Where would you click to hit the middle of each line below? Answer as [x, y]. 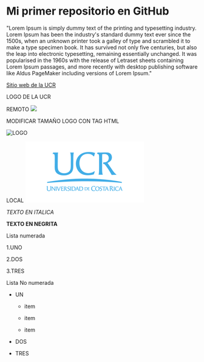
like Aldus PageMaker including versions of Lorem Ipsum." [79, 73]
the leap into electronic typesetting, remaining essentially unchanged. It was [102, 53]
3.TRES [15, 271]
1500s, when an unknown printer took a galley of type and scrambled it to [98, 41]
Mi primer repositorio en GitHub [88, 11]
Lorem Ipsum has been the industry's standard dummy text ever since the [99, 34]
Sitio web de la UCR [31, 85]
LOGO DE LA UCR [29, 97]
